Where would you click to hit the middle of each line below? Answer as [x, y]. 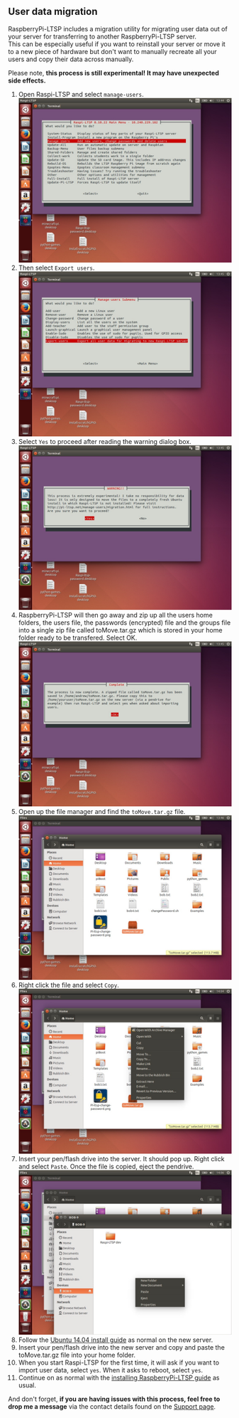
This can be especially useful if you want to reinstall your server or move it [117, 44]
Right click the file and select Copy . [68, 985]
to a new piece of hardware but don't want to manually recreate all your [112, 51]
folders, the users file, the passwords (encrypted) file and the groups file [124, 623]
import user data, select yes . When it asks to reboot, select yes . [111, 1370]
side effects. [27, 80]
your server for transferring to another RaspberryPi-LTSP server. [102, 36]
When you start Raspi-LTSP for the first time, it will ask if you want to [118, 1363]
